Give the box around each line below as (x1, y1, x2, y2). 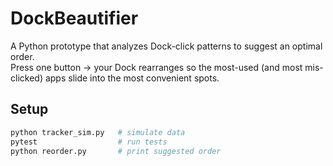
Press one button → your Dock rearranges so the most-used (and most (10, 61, 303, 73)
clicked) (10, 72, 43, 84)
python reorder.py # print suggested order (10, 146, 222, 156)
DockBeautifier (10, 7, 139, 30)
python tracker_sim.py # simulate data (10, 127, 186, 137)
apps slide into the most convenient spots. (44, 72, 220, 84)
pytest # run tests (10, 137, 168, 147)
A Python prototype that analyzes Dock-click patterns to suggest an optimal (10, 40, 323, 52)
